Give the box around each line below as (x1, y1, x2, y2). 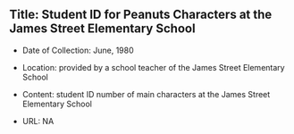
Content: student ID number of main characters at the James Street (21, 88, 271, 99)
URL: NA (21, 115, 55, 126)
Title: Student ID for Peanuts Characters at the (9, 7, 273, 22)
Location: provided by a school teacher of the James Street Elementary (21, 62, 285, 72)
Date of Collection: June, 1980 (21, 45, 134, 55)
